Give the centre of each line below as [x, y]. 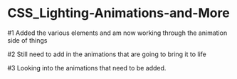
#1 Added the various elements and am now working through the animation [117, 33]
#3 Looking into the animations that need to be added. [87, 68]
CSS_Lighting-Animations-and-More [118, 13]
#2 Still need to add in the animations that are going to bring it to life [107, 54]
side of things [27, 40]
